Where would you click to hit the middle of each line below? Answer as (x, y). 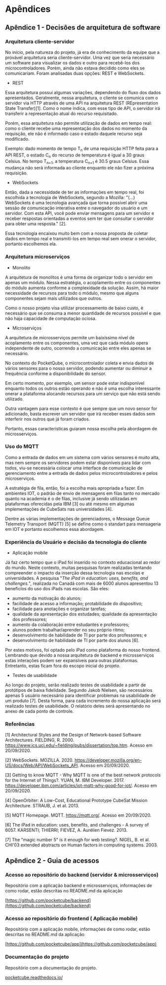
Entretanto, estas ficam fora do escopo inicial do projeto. (63, 666)
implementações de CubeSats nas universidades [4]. (59, 509)
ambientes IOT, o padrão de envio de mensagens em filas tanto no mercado (82, 493)
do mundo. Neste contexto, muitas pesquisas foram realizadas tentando (79, 568)
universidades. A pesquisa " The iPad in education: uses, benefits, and (77, 578)
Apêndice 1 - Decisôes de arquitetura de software (83, 27)
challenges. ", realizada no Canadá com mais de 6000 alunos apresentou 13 (82, 583)
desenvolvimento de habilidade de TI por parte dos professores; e (80, 635)
